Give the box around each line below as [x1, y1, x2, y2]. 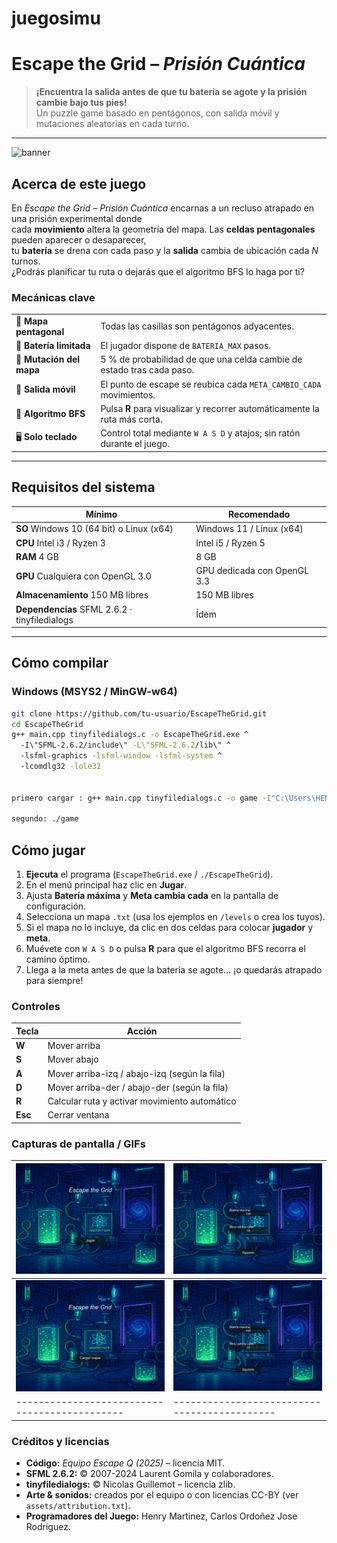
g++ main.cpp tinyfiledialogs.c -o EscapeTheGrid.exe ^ [11, 730, 249, 740]
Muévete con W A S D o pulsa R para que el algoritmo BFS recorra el [25, 943, 306, 955]
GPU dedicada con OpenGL [195, 565, 310, 577]
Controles [11, 1000, 61, 1014]
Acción [126, 1025, 158, 1037]
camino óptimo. [25, 953, 91, 966]
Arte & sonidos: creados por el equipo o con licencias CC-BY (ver [25, 1488, 299, 1501]
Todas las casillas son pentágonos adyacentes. [100, 320, 294, 332]
